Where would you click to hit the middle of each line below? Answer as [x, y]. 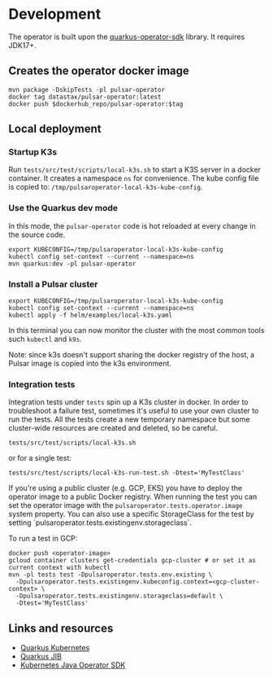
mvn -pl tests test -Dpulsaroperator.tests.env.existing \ [110, 575]
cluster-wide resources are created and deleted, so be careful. [113, 428]
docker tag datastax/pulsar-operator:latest [85, 97]
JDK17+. [22, 45]
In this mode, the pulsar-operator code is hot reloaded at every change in [132, 225]
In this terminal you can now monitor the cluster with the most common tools [136, 330]
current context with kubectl [60, 568]
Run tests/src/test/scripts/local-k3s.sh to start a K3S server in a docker [135, 170]
